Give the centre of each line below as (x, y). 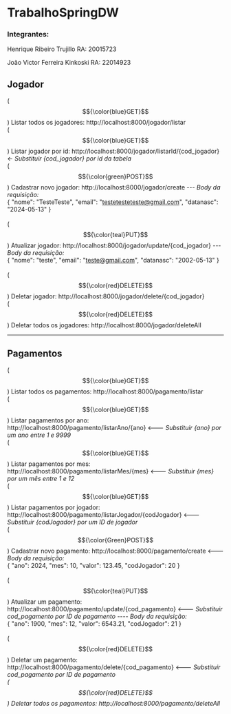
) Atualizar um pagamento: (45, 602)
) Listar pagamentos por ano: (48, 420)
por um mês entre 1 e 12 (41, 479)
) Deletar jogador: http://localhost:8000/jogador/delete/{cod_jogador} (106, 296)
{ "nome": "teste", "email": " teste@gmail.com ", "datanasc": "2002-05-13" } (113, 261)
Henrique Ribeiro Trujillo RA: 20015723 (62, 49)
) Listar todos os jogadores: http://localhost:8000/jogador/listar (97, 123)
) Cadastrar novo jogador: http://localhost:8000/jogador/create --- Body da (114, 187)
